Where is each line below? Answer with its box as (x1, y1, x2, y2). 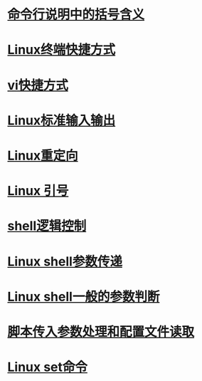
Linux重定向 (7, 147, 78, 164)
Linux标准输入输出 (7, 112, 116, 128)
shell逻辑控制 (7, 218, 87, 234)
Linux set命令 (7, 359, 87, 375)
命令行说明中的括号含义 (7, 6, 145, 23)
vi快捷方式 (7, 77, 69, 93)
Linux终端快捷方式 (7, 42, 116, 58)
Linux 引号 (7, 183, 69, 199)
